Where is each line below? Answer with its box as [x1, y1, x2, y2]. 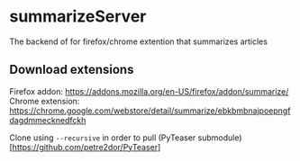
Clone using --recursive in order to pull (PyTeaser [9, 132, 196, 143]
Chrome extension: [9, 95, 80, 106]
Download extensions [9, 62, 134, 77]
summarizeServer [9, 6, 147, 27]
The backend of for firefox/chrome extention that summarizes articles [9, 36, 268, 47]
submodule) [197, 132, 242, 143]
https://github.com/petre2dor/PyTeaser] [12, 141, 161, 152]
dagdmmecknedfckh [9, 114, 86, 125]
